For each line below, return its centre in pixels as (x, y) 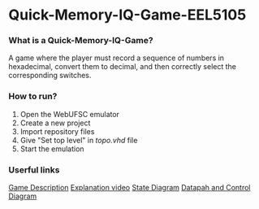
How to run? (33, 97)
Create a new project (55, 123)
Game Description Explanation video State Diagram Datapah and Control (129, 188)
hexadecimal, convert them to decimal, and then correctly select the (123, 67)
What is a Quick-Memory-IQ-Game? (81, 41)
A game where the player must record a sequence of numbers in (117, 58)
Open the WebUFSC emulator (70, 114)
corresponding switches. (50, 76)
